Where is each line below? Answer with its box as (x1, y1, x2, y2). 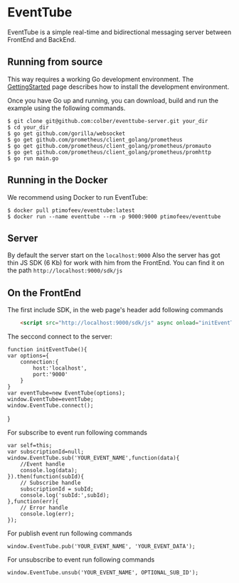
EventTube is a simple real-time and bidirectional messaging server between (7, 28, 232, 36)
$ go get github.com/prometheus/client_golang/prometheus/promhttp (7, 149, 212, 156)
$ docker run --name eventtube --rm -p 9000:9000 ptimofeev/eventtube (7, 213, 221, 220)
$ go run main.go (7, 154, 59, 162)
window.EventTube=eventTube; (7, 396, 94, 403)
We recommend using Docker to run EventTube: (7, 193, 148, 201)
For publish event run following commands (7, 529, 133, 537)
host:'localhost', (33, 365, 87, 372)
